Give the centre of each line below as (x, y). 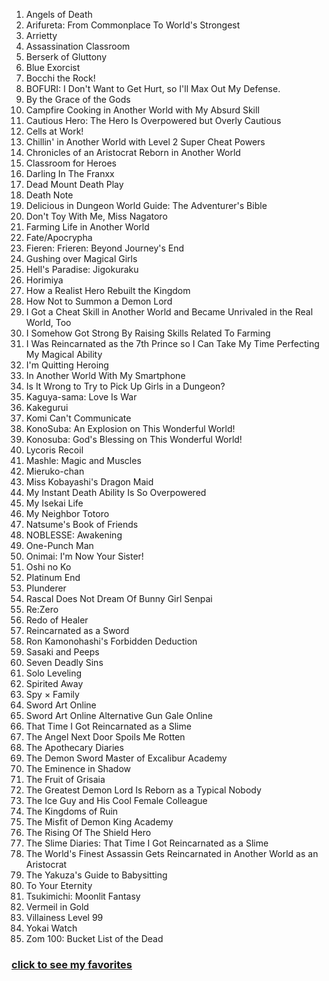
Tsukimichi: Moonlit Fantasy (83, 896)
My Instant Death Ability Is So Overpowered (116, 492)
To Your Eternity (59, 885)
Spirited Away (54, 683)
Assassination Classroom (78, 46)
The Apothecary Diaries (74, 747)
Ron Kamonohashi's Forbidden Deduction (111, 641)
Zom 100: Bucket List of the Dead (94, 938)
